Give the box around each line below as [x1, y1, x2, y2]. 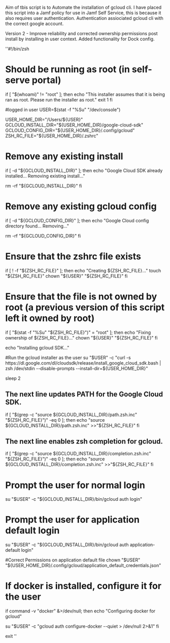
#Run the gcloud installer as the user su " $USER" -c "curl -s [5, 354, 131, 361]
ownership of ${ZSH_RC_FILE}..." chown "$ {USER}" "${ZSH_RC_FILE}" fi [5, 335, 158, 341]
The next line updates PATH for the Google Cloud [5, 390, 163, 399]
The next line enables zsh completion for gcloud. [5, 437, 163, 446]
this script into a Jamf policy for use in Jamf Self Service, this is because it [5, 10, 161, 16]
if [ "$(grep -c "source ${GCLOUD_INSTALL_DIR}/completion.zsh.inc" [5, 451, 151, 457]
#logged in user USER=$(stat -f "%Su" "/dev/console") [5, 107, 121, 113]
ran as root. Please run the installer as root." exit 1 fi [5, 96, 113, 102]
